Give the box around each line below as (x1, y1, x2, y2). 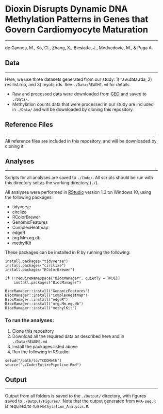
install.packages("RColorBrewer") (5, 268, 75, 272)
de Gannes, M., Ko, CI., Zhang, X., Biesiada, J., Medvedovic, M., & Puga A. (5, 45, 153, 51)
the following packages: (5, 195, 53, 200)
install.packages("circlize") (5, 263, 66, 268)
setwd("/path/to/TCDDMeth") (5, 358, 62, 363)
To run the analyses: (5, 317, 54, 324)
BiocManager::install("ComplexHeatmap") (5, 293, 88, 298)
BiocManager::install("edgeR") (5, 297, 68, 302)
